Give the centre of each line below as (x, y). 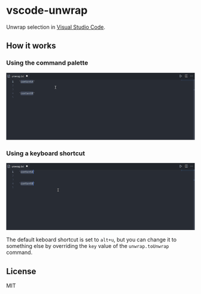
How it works (31, 46)
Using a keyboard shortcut (46, 153)
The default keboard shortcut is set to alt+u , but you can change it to (92, 240)
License (21, 271)
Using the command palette (47, 63)
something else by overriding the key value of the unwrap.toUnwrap (88, 246)
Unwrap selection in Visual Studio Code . (56, 27)
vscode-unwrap (47, 10)
